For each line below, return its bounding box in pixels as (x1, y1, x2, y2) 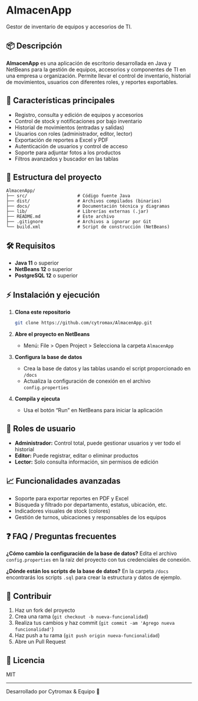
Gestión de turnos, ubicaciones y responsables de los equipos (14, 513, 167, 520)
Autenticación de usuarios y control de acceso (14, 142, 128, 149)
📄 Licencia (6, 655, 45, 665)
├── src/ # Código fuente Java (6, 193, 131, 199)
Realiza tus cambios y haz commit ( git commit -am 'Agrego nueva (14, 620, 175, 627)
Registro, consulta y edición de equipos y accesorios (14, 111, 143, 118)
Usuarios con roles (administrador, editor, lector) (14, 130, 133, 137)
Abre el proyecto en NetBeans (14, 330, 90, 337)
